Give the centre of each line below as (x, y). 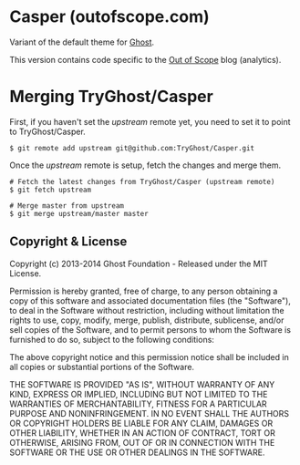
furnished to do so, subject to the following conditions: (112, 339)
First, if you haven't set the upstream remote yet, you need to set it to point (150, 121)
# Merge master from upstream (67, 206)
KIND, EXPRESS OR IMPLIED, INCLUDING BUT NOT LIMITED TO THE (139, 394)
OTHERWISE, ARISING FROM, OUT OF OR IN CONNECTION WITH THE (142, 442)
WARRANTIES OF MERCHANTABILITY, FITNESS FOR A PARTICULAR (138, 404)
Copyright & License (68, 242)
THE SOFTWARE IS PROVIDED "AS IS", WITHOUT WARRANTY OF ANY (142, 384)
